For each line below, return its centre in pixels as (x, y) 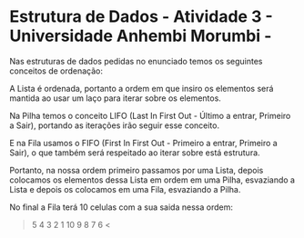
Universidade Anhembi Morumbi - (141, 36)
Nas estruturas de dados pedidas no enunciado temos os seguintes (136, 61)
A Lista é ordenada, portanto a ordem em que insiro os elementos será (142, 88)
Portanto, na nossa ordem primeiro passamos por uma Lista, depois (137, 170)
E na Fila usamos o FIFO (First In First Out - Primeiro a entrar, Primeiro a (143, 143)
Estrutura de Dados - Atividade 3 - (141, 17)
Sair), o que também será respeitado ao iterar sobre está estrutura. (135, 153)
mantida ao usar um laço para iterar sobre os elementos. (115, 98)
